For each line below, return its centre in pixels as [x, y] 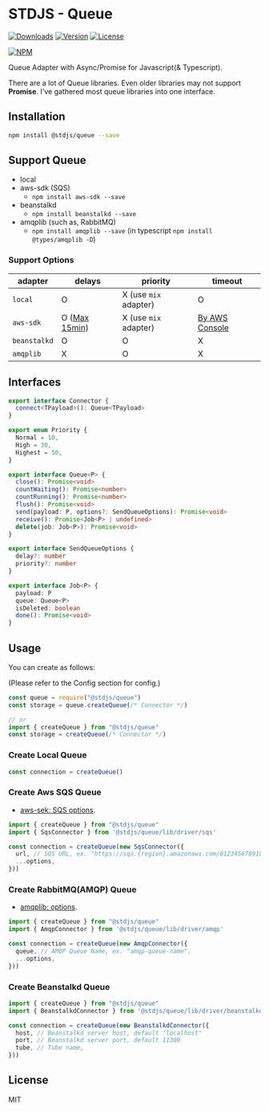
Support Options [41, 260]
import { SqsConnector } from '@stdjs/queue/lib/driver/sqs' [112, 832]
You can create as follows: [52, 667]
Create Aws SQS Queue [55, 792]
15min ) [75, 328]
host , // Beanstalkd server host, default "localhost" [109, 1033]
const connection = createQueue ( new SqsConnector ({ [96, 847]
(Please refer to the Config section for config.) [84, 683]
